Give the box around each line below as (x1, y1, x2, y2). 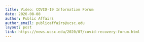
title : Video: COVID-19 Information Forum (5, 7, 94, 12)
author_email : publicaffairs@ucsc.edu (5, 20, 85, 26)
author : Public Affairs (5, 16, 54, 21)
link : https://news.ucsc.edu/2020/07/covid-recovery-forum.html (5, 29, 140, 34)
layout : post (5, 25, 32, 30)
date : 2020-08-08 (5, 12, 41, 16)
